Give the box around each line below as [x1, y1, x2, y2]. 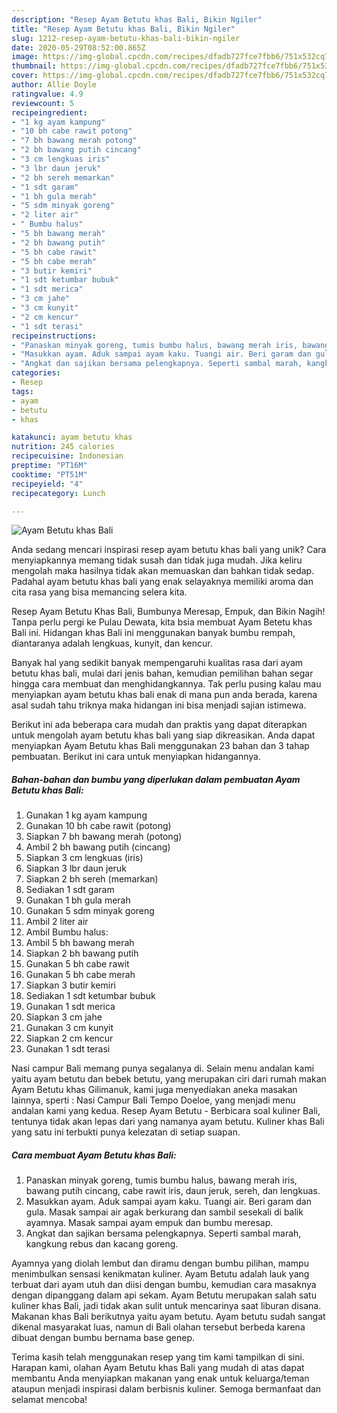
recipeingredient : [11, 107, 88, 118]
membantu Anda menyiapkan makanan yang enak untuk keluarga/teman [11, 1372, 310, 1385]
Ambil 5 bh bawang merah [25, 937, 135, 949]
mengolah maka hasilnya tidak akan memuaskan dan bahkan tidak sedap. [11, 565, 315, 577]
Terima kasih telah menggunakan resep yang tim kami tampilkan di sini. [11, 1351, 305, 1363]
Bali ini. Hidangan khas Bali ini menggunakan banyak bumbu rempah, [11, 627, 296, 639]
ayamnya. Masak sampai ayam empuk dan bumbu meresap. [25, 1217, 274, 1229]
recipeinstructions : [11, 331, 98, 341]
